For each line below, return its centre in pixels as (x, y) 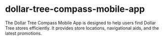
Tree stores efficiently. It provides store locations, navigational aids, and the (82, 28)
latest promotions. (23, 33)
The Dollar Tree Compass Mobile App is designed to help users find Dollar (81, 23)
